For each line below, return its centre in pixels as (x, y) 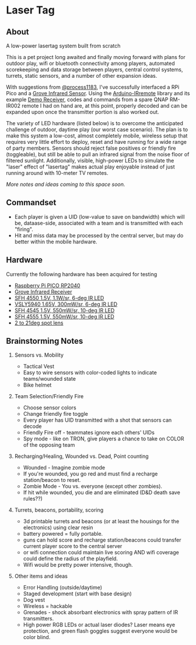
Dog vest (34, 600)
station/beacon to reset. (52, 480)
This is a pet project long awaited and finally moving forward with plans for (96, 57)
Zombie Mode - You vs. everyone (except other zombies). (92, 487)
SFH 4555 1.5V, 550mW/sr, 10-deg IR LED (64, 316)
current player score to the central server (73, 546)
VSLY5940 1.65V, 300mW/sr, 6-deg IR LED (66, 304)
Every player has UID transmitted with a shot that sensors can (97, 420)
